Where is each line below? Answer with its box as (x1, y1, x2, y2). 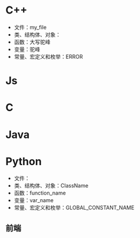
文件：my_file (14, 24, 47, 31)
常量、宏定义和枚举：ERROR (14, 53, 83, 60)
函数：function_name (14, 189, 66, 197)
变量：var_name (14, 197, 54, 204)
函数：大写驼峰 (14, 38, 51, 45)
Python (5, 155, 42, 168)
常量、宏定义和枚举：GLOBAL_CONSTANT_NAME (14, 204, 135, 212)
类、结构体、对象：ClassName (14, 182, 89, 189)
